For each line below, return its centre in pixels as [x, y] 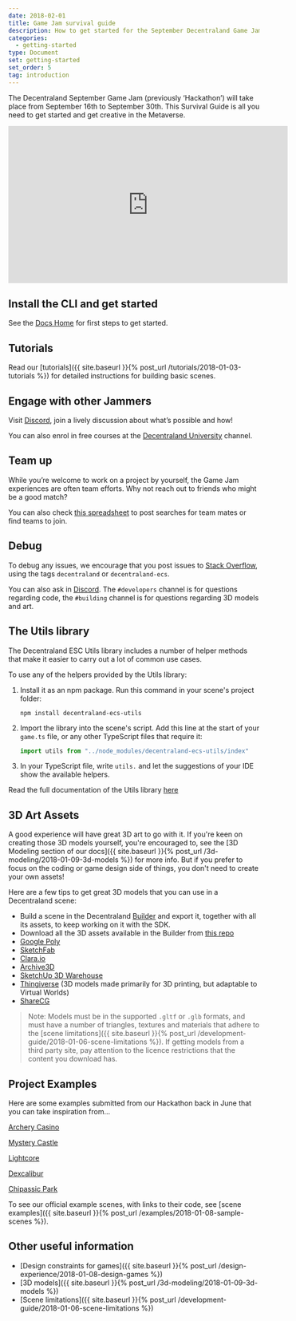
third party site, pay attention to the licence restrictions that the [131, 1050]
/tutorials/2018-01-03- [205, 367]
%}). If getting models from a [197, 1042]
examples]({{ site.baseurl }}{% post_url [73, 1213]
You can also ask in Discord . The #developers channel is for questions [123, 589]
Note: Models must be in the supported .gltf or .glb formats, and [136, 1016]
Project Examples [53, 1084]
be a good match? [38, 496]
